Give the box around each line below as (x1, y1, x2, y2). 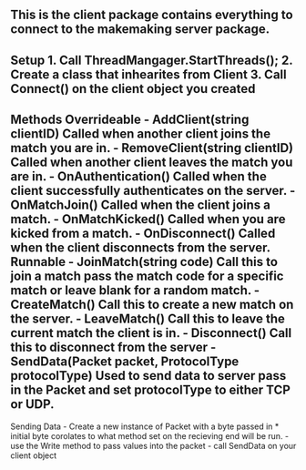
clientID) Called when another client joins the (10, 127, 271, 142)
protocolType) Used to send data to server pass (10, 368, 287, 383)
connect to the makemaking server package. (10, 22, 270, 37)
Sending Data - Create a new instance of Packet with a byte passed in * (10, 421, 280, 432)
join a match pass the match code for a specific (10, 269, 284, 284)
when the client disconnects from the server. (10, 240, 271, 256)
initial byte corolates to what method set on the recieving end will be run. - (10, 430, 290, 441)
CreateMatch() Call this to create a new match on (10, 297, 294, 312)
